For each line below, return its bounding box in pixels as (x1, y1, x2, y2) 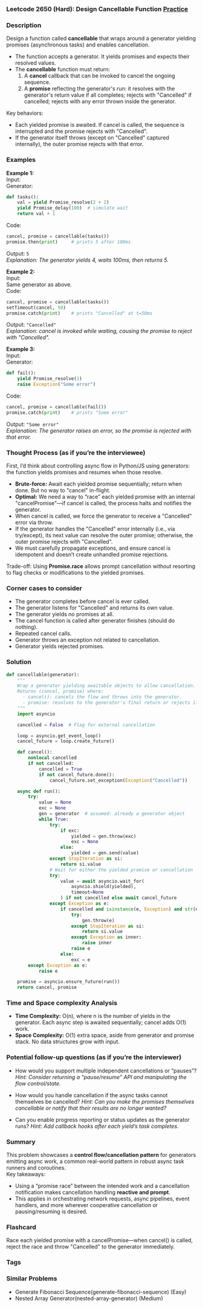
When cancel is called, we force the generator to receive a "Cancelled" (14, 512, 192, 520)
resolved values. (14, 59, 56, 66)
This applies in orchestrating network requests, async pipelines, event (14, 1195, 190, 1202)
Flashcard (6, 1223, 36, 1231)
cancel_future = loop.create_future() (17, 738, 115, 744)
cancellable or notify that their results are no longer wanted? (14, 1104, 167, 1112)
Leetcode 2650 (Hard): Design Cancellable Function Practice (6, 5, 188, 13)
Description (6, 21, 42, 29)
